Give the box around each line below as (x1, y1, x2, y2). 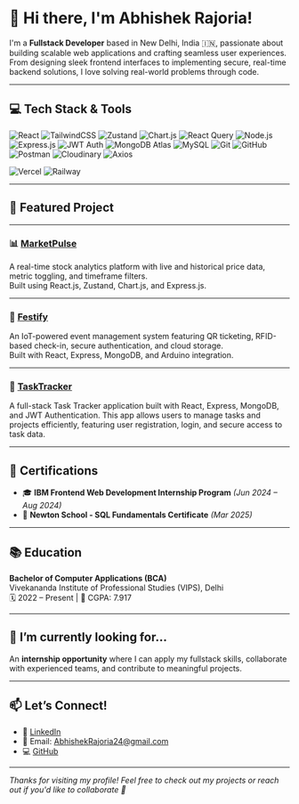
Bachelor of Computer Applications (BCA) (9, 573, 167, 584)
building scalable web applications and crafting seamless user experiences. (9, 47, 287, 58)
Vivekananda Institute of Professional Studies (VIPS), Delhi (9, 582, 224, 593)
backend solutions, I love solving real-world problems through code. (9, 66, 260, 77)
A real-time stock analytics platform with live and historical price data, (9, 261, 265, 272)
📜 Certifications (9, 463, 99, 478)
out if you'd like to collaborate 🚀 (9, 784, 126, 795)
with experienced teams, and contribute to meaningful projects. (9, 662, 243, 673)
